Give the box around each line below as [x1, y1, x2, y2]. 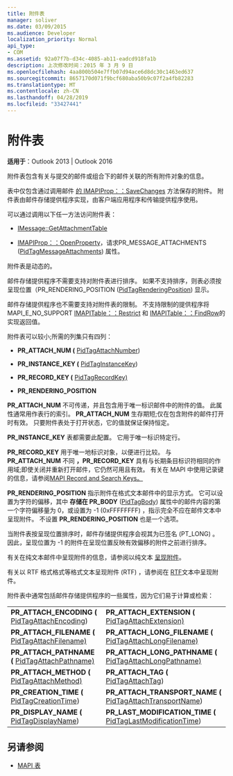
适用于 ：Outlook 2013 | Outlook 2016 [7, 157, 113, 165]
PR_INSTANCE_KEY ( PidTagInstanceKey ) [17, 359, 138, 368]
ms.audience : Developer [7, 29, 76, 37]
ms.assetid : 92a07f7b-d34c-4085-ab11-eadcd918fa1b [7, 56, 157, 63]
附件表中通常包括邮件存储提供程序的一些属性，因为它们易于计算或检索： [7, 591, 214, 599]
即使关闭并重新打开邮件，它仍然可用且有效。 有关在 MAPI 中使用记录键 [21, 465, 224, 474]
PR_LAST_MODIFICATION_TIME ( [105, 707, 216, 717]
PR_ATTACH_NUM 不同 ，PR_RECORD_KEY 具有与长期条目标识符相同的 [7, 456, 215, 464]
